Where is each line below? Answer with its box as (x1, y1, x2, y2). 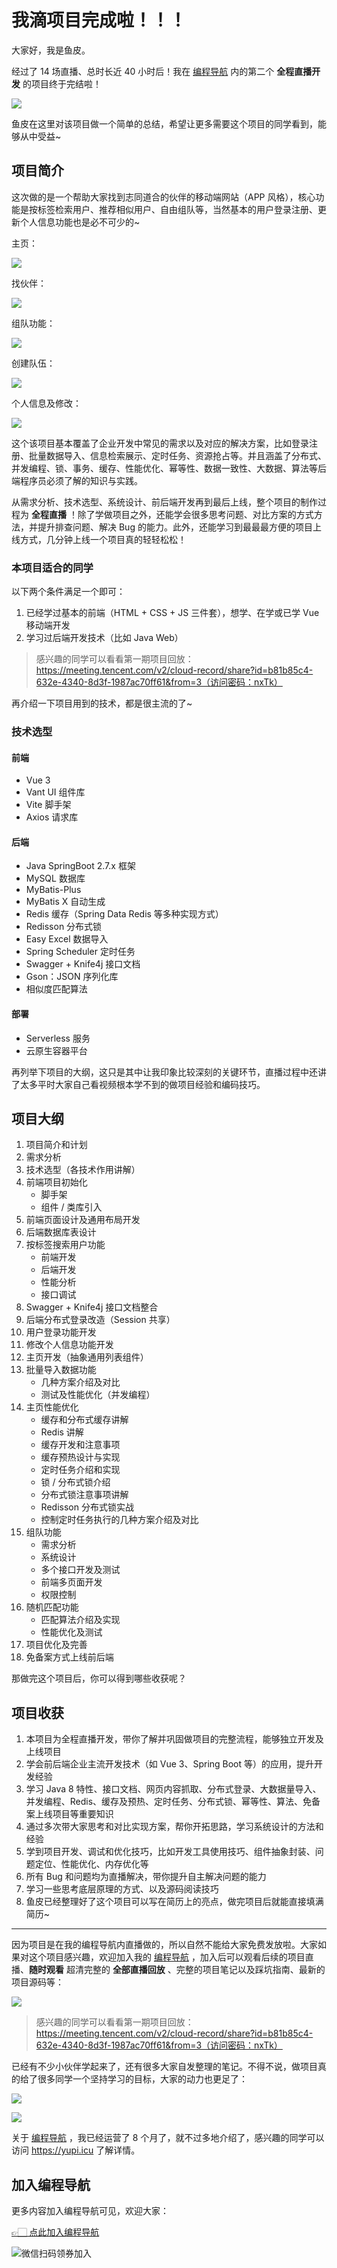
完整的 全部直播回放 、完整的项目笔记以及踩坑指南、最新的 (83, 1964, 326, 1976)
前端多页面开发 (40, 1576, 103, 1588)
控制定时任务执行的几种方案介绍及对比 (40, 1514, 199, 1526)
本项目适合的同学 (11, 561, 94, 575)
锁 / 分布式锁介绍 (40, 1476, 111, 1488)
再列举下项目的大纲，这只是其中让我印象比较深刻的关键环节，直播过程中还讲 (11, 1066, 327, 1078)
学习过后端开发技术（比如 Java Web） (25, 632, 184, 644)
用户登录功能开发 (25, 1326, 97, 1338)
